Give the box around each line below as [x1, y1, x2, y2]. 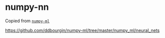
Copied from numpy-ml [5, 18, 50, 24]
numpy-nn [5, 1, 49, 13]
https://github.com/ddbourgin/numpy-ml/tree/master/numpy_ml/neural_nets [5, 27, 160, 33]
